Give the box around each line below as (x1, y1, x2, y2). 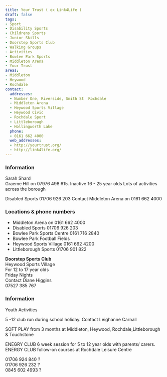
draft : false (5, 12, 33, 17)
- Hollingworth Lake (10, 124, 53, 129)
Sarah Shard (5, 175, 31, 181)
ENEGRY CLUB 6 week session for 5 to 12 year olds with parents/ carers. (5, 341, 155, 347)
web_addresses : (10, 138, 42, 143)
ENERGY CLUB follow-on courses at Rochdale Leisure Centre (5, 346, 132, 352)
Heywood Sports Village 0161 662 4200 (12, 241, 94, 247)
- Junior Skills (5, 36, 39, 41)
